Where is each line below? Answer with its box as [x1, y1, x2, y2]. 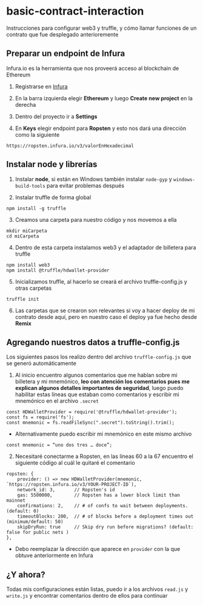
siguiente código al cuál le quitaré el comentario [15, 459, 135, 467]
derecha [15, 101, 36, 108]
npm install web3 [6, 262, 50, 268]
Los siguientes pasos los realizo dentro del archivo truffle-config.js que [6, 354, 191, 361]
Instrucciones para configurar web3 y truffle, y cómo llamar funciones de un [6, 24, 197, 32]
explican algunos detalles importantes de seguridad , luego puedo [15, 385, 184, 392]
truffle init [6, 296, 39, 302]
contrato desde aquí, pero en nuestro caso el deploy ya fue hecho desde [15, 313, 198, 320]
